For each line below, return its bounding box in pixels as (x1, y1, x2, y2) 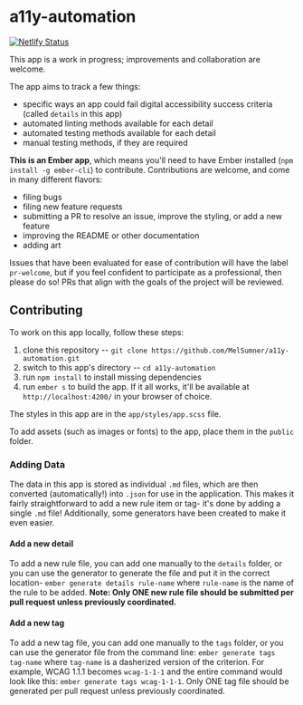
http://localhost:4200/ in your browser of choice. (22, 391, 213, 401)
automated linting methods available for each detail (22, 118, 214, 129)
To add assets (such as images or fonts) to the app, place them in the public (9, 426, 294, 437)
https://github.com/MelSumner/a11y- (151, 346, 289, 355)
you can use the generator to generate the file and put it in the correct (9, 568, 270, 579)
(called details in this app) (22, 108, 123, 119)
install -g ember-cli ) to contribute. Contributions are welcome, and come (9, 164, 290, 175)
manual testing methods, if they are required (22, 137, 188, 148)
